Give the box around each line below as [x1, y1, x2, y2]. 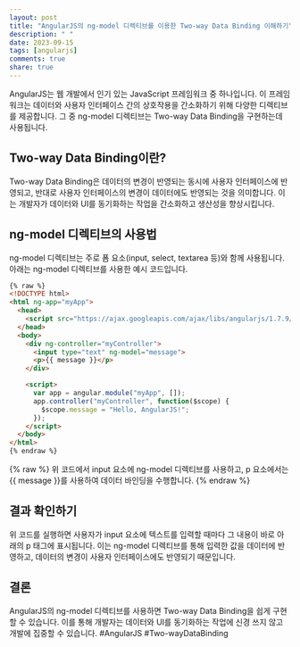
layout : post [9, 12, 58, 22]
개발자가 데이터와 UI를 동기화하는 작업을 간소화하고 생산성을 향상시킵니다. [18, 198, 275, 209]
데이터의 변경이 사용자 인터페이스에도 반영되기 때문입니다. [35, 551, 237, 562]
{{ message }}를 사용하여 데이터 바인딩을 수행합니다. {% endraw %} [9, 475, 251, 485]
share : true [9, 63, 54, 72]
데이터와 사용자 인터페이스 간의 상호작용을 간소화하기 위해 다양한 [32, 99, 257, 110]
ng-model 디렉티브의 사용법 [9, 227, 158, 242]
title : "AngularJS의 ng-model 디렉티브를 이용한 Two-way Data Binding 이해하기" [9, 21, 293, 30]
